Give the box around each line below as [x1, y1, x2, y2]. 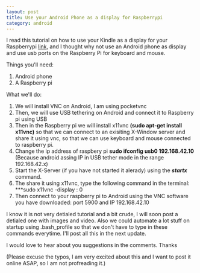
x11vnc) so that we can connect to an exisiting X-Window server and [14, 128, 186, 136]
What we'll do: [6, 91, 42, 98]
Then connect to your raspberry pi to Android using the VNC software [14, 193, 189, 200]
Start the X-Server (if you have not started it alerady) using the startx [14, 167, 188, 174]
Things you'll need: [6, 61, 54, 68]
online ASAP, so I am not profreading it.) [6, 260, 106, 267]
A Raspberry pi [14, 79, 52, 86]
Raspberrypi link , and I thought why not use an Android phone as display [6, 43, 187, 50]
